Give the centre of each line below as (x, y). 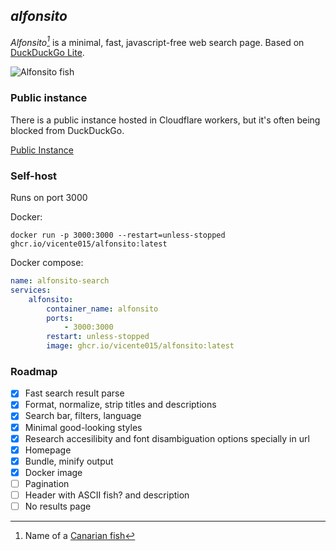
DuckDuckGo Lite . (47, 53)
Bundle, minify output (69, 461)
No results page (58, 506)
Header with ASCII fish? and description (107, 495)
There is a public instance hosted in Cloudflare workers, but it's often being (165, 120)
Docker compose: (47, 263)
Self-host (34, 176)
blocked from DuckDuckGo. (67, 130)
